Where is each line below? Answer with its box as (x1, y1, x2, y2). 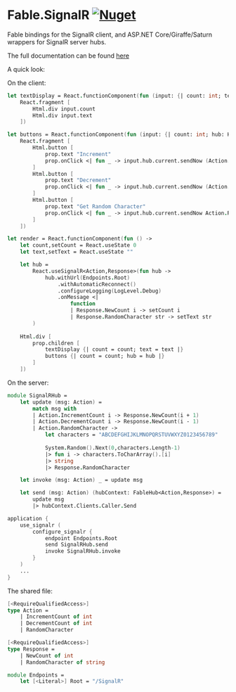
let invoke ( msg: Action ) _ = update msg (20, 477, 143, 484)
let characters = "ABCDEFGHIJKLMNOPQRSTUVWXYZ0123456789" (44, 431, 218, 439)
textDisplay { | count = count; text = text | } (44, 346, 184, 353)
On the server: (7, 378, 49, 387)
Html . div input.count (32, 105, 96, 113)
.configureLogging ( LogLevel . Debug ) (57, 287, 162, 295)
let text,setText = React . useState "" (20, 248, 133, 256)
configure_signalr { (32, 528, 93, 535)
